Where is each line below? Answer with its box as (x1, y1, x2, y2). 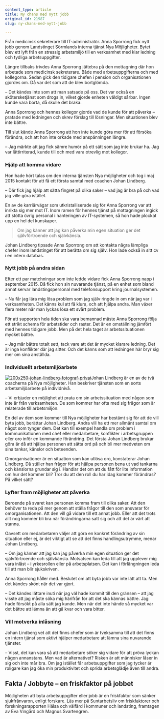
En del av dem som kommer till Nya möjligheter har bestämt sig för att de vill (5, 415, 159, 421)
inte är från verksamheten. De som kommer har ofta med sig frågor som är (5, 400, 156, 406)
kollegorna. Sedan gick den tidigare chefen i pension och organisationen (5, 74, 151, 80)
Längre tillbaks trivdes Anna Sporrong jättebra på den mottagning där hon (5, 64, 154, 70)
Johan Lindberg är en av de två (91, 375, 154, 381)
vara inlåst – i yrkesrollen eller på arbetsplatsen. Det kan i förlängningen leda (5, 561, 159, 567)
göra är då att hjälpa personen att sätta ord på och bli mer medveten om (5, 441, 150, 447)
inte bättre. (5, 120, 27, 125)
